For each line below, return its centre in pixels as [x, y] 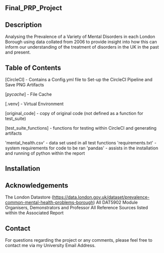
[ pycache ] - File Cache [29, 94]
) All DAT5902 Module [115, 202]
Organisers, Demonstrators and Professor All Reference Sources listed [77, 208]
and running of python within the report [45, 153]
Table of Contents [33, 68]
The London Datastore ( [29, 197]
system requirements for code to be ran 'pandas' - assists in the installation [82, 148]
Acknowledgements [37, 185]
